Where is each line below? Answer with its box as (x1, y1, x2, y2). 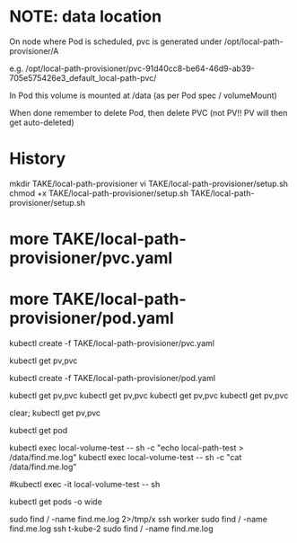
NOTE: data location (9, 6, 162, 27)
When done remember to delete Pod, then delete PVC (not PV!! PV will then (9, 107, 288, 118)
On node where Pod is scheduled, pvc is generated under (9, 36, 223, 47)
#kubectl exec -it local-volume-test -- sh (9, 479, 161, 489)
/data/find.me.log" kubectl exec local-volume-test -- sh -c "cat (9, 452, 242, 462)
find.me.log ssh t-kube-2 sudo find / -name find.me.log (9, 523, 214, 534)
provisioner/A (9, 45, 59, 56)
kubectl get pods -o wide (9, 496, 103, 507)
